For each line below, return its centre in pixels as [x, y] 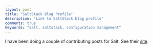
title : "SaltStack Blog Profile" [39, 14]
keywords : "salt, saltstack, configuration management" [63, 28]
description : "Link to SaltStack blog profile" [55, 18]
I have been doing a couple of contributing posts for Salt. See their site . [77, 41]
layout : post [18, 9]
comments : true [21, 23]
